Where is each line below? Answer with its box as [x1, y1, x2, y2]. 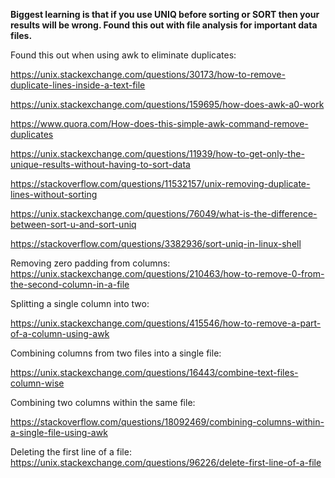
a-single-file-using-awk [10, 427, 108, 438]
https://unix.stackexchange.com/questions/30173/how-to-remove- [10, 69, 286, 80]
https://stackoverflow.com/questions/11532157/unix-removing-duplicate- [10, 178, 311, 189]
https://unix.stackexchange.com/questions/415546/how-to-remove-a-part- [10, 317, 322, 329]
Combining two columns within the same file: [10, 397, 196, 408]
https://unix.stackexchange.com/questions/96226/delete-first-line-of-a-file [10, 457, 322, 468]
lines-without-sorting [10, 189, 98, 200]
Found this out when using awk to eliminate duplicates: [10, 49, 237, 61]
